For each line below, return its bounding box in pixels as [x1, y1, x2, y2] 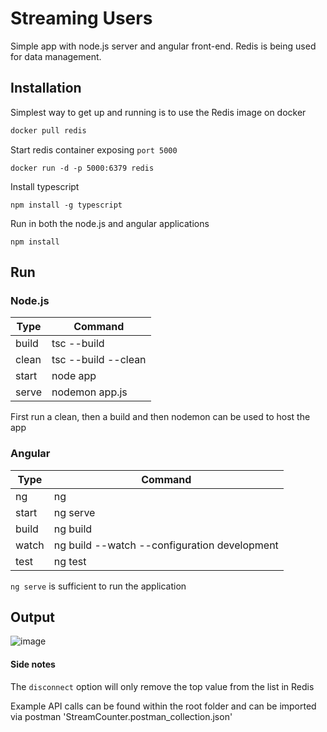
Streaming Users [10, 7, 153, 30]
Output [10, 609, 55, 626]
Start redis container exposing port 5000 [10, 143, 178, 156]
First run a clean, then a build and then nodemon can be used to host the [10, 411, 311, 423]
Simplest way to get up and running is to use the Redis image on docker [10, 106, 307, 118]
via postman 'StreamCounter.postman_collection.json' [10, 710, 233, 722]
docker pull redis [10, 125, 87, 136]
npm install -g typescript [10, 200, 123, 210]
